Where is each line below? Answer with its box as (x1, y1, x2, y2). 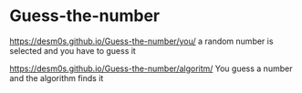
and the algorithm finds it (9, 72, 104, 83)
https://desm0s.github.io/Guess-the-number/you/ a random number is (9, 36, 274, 46)
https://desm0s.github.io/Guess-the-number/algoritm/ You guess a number (9, 63, 293, 74)
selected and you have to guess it (9, 45, 137, 56)
